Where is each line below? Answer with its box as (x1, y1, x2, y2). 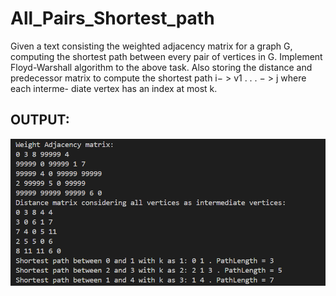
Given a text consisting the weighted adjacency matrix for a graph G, (10, 40, 293, 52)
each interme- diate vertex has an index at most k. (10, 82, 218, 94)
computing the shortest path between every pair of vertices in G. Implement (10, 50, 323, 62)
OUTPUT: (10, 112, 70, 129)
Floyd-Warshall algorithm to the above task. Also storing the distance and (10, 61, 313, 73)
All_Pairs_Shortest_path (10, 7, 215, 30)
